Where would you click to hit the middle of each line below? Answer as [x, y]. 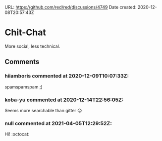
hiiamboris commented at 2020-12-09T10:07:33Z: [67, 76]
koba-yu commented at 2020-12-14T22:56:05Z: [64, 100]
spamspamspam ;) [24, 87]
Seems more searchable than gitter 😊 [43, 110]
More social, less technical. [32, 46]
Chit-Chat [26, 33]
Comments [22, 62]
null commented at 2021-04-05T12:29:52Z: [58, 123]
